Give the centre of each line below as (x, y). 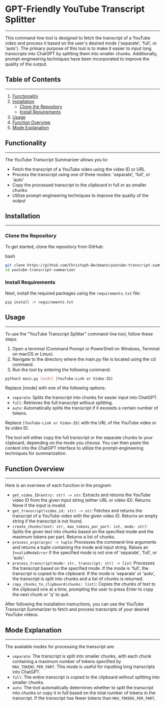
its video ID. (17, 428)
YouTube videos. (22, 615)
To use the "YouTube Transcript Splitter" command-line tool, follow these (79, 334)
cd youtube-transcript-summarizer (41, 270)
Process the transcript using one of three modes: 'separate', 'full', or (81, 174)
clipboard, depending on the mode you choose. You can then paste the (77, 443)
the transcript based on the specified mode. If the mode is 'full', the (80, 568)
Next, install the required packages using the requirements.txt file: (73, 293)
